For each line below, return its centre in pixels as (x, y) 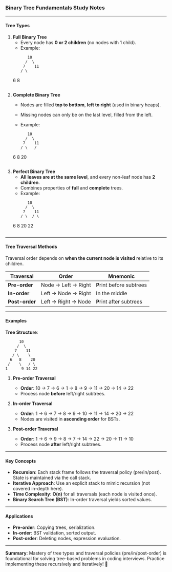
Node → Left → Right (66, 285)
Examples (16, 321)
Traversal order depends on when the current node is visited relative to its (84, 258)
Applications (19, 516)
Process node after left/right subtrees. (61, 444)
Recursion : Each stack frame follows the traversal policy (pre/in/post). (87, 472)
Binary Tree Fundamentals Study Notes (55, 8)
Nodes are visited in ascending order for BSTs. (70, 419)
